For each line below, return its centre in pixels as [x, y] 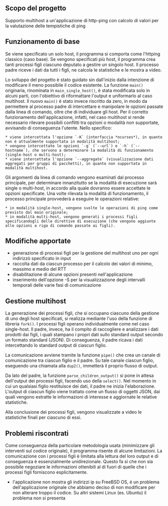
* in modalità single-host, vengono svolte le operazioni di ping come [81, 208]
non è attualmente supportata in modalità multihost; [63, 141]
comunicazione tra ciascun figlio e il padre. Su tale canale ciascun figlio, [80, 360]
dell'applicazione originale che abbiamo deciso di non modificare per [84, 487]
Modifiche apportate [38, 241]
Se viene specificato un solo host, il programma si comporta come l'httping [83, 54]
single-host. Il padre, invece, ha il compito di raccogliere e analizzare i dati [82, 329]
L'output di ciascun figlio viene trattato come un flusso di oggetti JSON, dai [83, 392]
